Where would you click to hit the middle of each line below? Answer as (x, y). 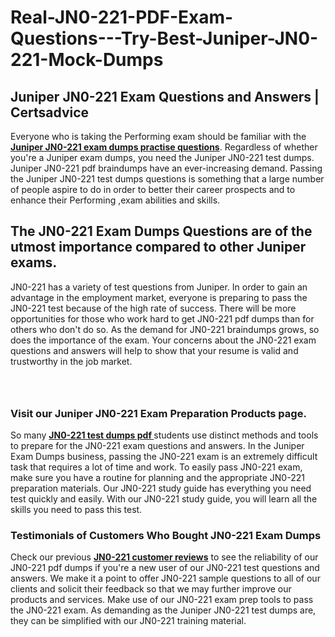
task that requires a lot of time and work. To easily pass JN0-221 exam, (156, 467)
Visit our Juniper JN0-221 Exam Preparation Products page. (158, 413)
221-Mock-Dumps (87, 60)
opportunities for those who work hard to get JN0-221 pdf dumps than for (162, 318)
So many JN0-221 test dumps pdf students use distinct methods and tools (164, 435)
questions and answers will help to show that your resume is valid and (154, 350)
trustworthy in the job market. (71, 361)
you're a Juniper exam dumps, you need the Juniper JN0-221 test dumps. (162, 157)
